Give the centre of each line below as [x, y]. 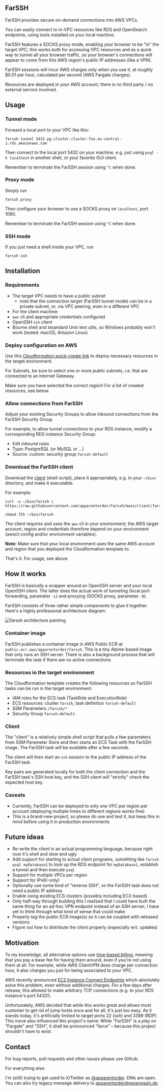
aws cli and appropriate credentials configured [59, 317]
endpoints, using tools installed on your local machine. [60, 34]
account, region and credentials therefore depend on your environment [77, 529]
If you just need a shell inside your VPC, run [49, 247]
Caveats [15, 795]
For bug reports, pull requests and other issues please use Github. [72, 1059]
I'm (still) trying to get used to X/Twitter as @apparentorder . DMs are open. [81, 1078]
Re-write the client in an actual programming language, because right [82, 849]
